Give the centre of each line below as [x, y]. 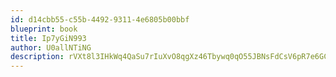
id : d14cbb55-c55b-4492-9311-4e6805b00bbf [100, 19]
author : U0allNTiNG [51, 47]
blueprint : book [44, 29]
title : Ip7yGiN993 [48, 38]
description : [37, 57]
